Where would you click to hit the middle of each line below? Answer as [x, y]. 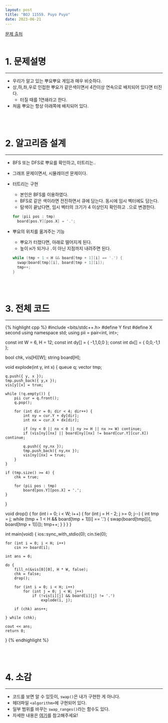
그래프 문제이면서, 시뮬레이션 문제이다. [50, 173]
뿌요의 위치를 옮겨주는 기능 [38, 231]
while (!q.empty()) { [28, 394]
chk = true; [26, 477]
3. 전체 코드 [27, 308]
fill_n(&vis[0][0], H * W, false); [51, 570]
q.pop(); [23, 403]
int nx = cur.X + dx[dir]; [51, 420]
